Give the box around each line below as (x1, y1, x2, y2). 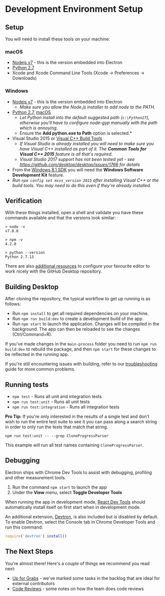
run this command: (5, 524, 43, 530)
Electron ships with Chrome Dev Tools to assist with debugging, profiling (5, 469, 152, 475)
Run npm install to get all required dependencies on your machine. (12, 311, 149, 316)
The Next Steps (5, 547, 54, 556)
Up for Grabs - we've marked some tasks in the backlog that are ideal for (12, 575, 160, 581)
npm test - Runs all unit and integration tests (12, 394, 102, 400)
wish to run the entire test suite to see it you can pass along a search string (5, 419, 157, 425)
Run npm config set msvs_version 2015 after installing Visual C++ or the (12, 177, 159, 183)
